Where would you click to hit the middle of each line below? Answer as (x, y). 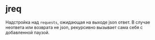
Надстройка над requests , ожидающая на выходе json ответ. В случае (78, 22)
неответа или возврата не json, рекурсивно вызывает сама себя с (74, 27)
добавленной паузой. (28, 32)
